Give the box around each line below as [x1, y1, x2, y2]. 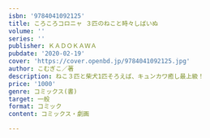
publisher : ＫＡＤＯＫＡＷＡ [8, 42, 97, 50]
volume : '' [8, 27, 45, 35]
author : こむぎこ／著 [8, 65, 75, 73]
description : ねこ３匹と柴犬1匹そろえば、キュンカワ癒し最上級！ [8, 72, 204, 80]
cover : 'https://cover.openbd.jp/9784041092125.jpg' [8, 58, 191, 66]
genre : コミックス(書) [8, 87, 78, 96]
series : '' [8, 34, 45, 43]
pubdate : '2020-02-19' [8, 50, 85, 58]
